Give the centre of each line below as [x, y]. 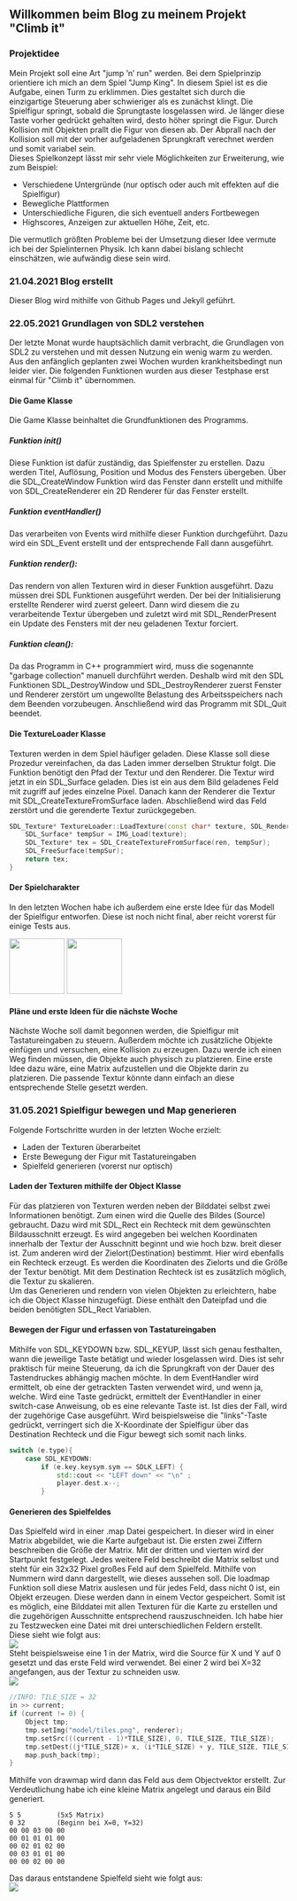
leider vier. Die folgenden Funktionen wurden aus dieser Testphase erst [139, 371]
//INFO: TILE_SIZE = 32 [53, 1697]
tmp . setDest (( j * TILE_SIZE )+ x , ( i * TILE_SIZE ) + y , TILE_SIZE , [142, 1747]
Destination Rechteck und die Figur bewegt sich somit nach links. [128, 1434]
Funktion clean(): [41, 644]
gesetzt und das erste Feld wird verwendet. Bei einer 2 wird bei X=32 [135, 1662]
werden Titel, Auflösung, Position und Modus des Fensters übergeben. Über [148, 473]
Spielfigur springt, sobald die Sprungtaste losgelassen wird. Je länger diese [147, 111]
